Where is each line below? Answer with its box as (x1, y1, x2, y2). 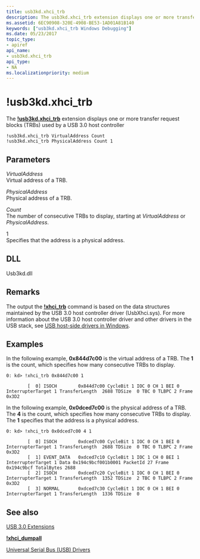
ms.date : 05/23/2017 (6, 31, 58, 37)
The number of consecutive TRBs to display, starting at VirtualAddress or (6, 212, 186, 220)
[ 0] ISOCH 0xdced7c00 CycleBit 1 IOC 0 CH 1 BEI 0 (27, 439, 180, 445)
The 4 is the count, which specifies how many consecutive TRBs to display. (6, 410, 192, 418)
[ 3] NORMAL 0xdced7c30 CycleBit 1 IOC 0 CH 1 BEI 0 (27, 486, 180, 492)
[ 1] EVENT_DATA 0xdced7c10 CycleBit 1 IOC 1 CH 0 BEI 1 (27, 455, 180, 461)
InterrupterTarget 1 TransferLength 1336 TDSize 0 (6, 491, 140, 497)
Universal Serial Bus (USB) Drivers (6, 546, 90, 554)
